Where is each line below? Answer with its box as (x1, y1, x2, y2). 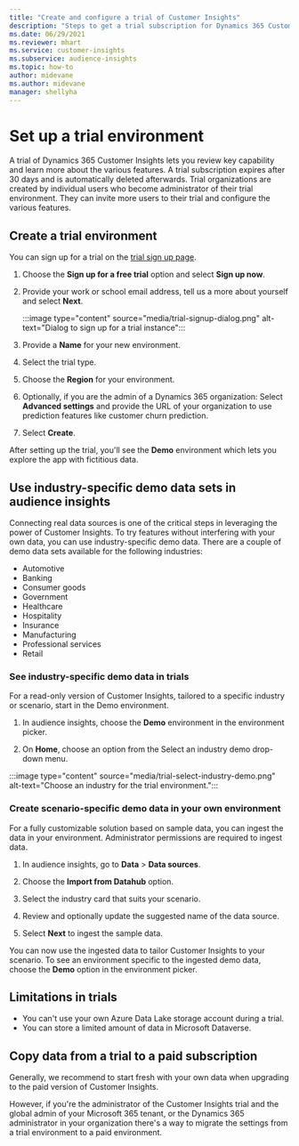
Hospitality (21, 610, 62, 621)
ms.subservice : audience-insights (9, 54, 138, 63)
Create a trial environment (9, 228, 158, 243)
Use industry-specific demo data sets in (9, 480, 237, 495)
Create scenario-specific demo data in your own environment (9, 803, 282, 815)
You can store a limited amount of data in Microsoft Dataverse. (21, 1022, 252, 1033)
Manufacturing (21, 629, 77, 641)
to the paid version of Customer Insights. (9, 1082, 159, 1093)
